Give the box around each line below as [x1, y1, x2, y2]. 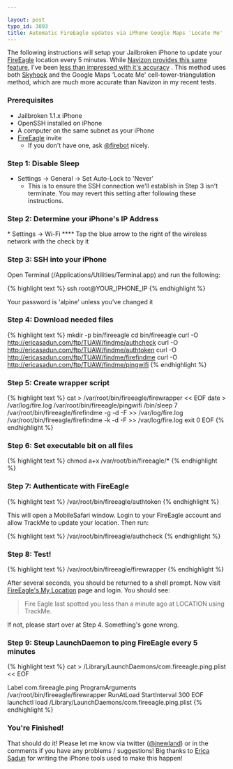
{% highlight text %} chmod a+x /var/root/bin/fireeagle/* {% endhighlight [7, 456, 218, 465]
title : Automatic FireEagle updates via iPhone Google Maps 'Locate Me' [7, 29, 223, 36]
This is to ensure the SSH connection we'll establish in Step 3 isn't [27, 181, 218, 190]
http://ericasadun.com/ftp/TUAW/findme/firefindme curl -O [7, 353, 178, 361]
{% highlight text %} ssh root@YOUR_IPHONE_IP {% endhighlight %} [7, 284, 206, 292]
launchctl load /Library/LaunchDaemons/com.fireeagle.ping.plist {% [7, 699, 202, 707]
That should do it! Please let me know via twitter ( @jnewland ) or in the [7, 739, 209, 747]
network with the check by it [7, 237, 89, 246]
